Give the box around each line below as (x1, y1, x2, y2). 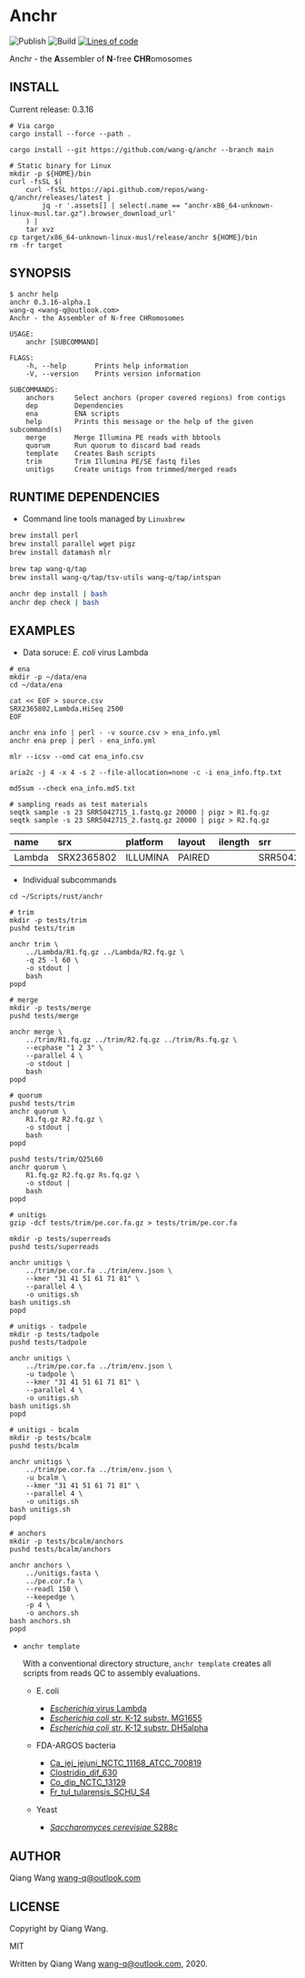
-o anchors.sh (25, 1609, 79, 1618)
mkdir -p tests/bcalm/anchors (9, 1537, 124, 1547)
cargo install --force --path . (9, 129, 132, 138)
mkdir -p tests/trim (9, 916, 88, 925)
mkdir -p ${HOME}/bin (9, 169, 92, 178)
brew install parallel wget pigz (9, 540, 136, 549)
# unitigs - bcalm (9, 1426, 79, 1435)
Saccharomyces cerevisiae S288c (49, 1822, 179, 1833)
